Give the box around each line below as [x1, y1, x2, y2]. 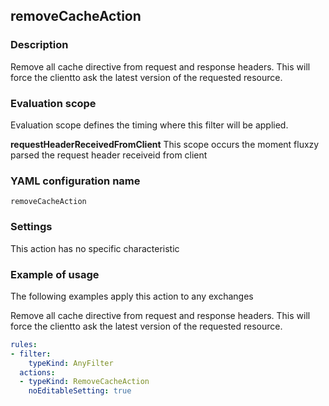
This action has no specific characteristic [10, 242, 180, 254]
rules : [10, 339, 38, 349]
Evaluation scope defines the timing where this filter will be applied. [10, 119, 289, 131]
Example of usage [10, 267, 100, 281]
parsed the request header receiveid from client [10, 149, 208, 161]
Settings [10, 220, 53, 234]
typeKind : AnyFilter [28, 358, 114, 368]
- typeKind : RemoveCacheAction [19, 377, 150, 387]
